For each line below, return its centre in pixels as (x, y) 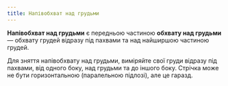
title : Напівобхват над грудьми (53, 13)
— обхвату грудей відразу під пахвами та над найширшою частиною (108, 40)
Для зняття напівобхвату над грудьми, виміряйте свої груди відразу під (112, 60)
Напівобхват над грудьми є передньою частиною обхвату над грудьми (114, 33)
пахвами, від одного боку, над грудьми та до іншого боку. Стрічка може (113, 68)
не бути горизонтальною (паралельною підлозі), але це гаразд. (100, 75)
